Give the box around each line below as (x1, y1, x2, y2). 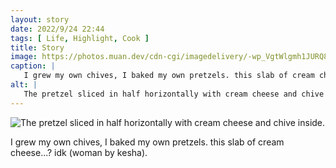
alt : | (10, 80, 38, 90)
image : (10, 52, 38, 62)
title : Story (10, 42, 65, 53)
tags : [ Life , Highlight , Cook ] (10, 33, 150, 43)
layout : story (10, 14, 70, 25)
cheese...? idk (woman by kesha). (10, 146, 148, 158)
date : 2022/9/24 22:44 (10, 24, 105, 34)
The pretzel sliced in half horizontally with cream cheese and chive (23, 89, 325, 99)
